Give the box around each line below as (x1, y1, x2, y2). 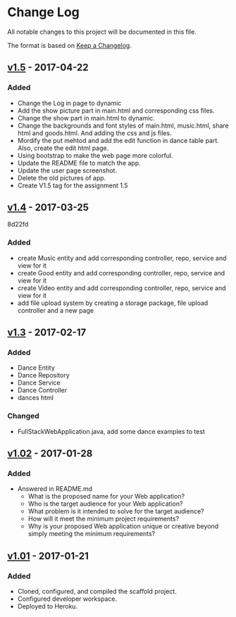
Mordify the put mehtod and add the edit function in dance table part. (17, 136, 220, 144)
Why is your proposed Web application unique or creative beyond (27, 522, 219, 530)
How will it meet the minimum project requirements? (27, 515, 180, 523)
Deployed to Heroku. (17, 602, 78, 611)
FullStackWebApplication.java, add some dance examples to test (17, 427, 206, 435)
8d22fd (7, 220, 29, 229)
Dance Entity (17, 363, 55, 372)
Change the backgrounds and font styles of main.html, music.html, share (17, 121, 229, 130)
